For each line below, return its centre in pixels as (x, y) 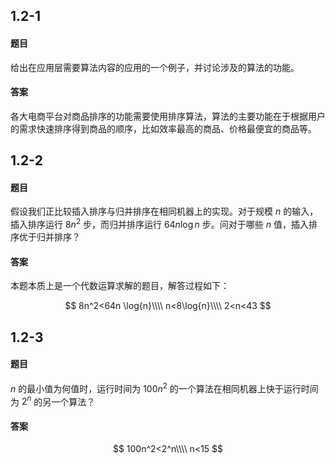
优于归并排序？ (49, 237)
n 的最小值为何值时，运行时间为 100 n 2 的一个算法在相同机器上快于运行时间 (164, 387)
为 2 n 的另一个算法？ (53, 401)
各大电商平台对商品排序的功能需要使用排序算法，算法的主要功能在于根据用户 (168, 116)
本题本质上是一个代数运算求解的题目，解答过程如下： (120, 286)
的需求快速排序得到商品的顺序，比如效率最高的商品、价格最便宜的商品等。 (163, 128)
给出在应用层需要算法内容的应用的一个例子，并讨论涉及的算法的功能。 (155, 67)
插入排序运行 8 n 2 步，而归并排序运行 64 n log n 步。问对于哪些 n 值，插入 (159, 224)
